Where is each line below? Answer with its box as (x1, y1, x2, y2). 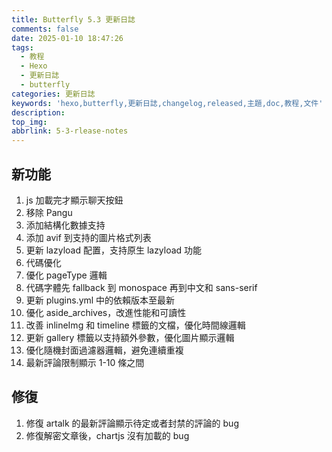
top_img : (11, 117, 48, 127)
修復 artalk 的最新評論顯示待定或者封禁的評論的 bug (25, 417, 239, 429)
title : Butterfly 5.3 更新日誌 (11, 14, 136, 25)
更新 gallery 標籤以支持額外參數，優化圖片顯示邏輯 (25, 331, 235, 343)
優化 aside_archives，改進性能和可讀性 (25, 306, 187, 318)
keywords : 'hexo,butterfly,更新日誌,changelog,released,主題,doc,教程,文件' (11, 98, 324, 108)
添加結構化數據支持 (25, 219, 106, 231)
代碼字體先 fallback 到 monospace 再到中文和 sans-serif (25, 281, 258, 293)
